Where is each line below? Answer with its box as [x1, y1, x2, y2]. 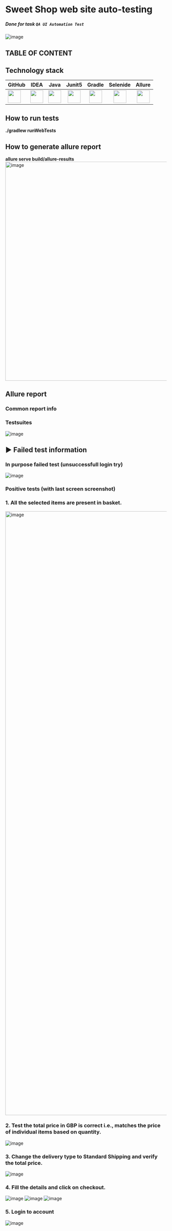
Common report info [5, 405, 57, 413]
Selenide [109, 81, 131, 88]
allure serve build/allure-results [5, 155, 74, 162]
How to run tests [5, 114, 59, 123]
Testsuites [5, 419, 32, 426]
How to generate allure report [5, 142, 101, 151]
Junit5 [66, 81, 83, 88]
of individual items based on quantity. [5, 1128, 101, 1136]
